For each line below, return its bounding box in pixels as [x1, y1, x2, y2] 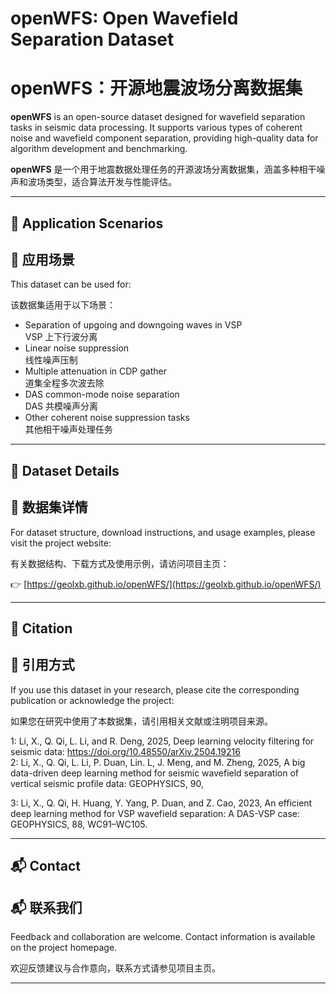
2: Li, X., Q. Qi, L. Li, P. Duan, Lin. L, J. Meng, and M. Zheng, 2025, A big [10, 756, 306, 768]
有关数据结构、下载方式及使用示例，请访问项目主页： [10, 557, 230, 569]
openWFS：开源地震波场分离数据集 [10, 77, 303, 100]
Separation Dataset [10, 28, 175, 51]
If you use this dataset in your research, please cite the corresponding [10, 683, 300, 696]
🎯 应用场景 [10, 251, 75, 268]
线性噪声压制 [24, 354, 78, 366]
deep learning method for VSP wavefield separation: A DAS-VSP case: [10, 807, 301, 819]
